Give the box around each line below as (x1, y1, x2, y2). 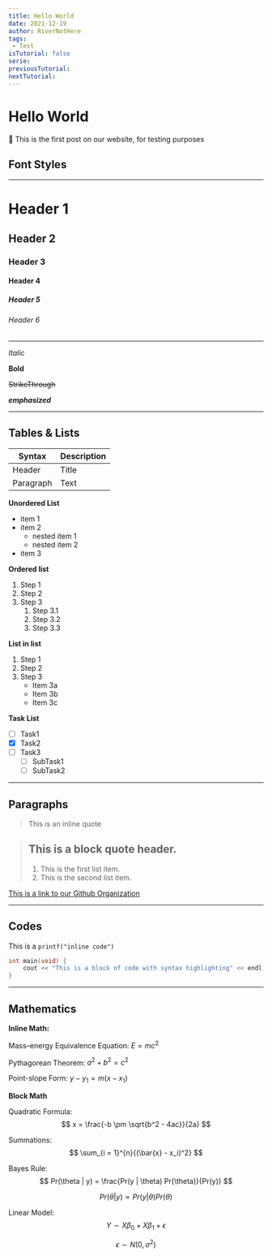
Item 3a (32, 680, 58, 690)
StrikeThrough (8, 379, 56, 390)
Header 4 (8, 276, 40, 286)
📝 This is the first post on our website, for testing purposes (8, 134, 205, 144)
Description (60, 450, 107, 461)
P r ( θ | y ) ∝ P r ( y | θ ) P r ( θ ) (100, 1192, 172, 1202)
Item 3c (32, 698, 58, 707)
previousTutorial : (8, 65, 70, 73)
